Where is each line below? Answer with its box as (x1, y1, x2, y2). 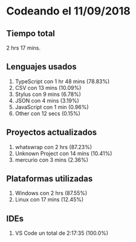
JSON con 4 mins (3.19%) (15, 97, 80, 104)
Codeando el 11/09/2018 (6, 4, 131, 18)
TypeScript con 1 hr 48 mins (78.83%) (15, 77, 110, 85)
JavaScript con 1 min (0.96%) (15, 103, 89, 110)
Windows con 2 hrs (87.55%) (15, 189, 88, 197)
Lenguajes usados (6, 62, 77, 72)
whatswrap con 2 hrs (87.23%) (15, 143, 92, 150)
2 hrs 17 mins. (6, 44, 41, 51)
